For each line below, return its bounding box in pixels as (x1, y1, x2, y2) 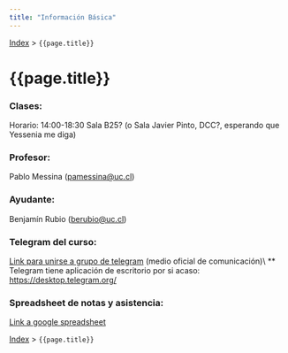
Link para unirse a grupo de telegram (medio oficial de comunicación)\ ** (9, 256, 276, 266)
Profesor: (9, 151, 51, 164)
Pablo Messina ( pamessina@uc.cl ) (9, 172, 135, 182)
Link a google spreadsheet (9, 317, 106, 327)
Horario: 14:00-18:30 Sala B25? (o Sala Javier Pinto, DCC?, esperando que (9, 120, 280, 131)
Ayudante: (9, 194, 56, 206)
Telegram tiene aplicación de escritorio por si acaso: (9, 265, 201, 275)
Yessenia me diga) (9, 129, 77, 140)
